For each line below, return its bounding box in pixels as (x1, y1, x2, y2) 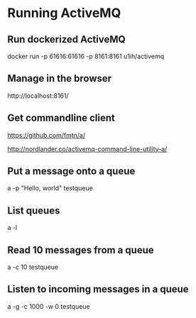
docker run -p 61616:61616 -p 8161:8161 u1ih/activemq (7, 52, 165, 60)
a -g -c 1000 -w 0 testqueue (7, 302, 90, 310)
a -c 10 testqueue (7, 263, 59, 271)
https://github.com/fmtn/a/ (7, 131, 86, 139)
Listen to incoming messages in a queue (7, 283, 190, 295)
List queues (7, 204, 60, 216)
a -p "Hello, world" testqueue (7, 184, 94, 192)
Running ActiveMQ (7, 5, 121, 21)
